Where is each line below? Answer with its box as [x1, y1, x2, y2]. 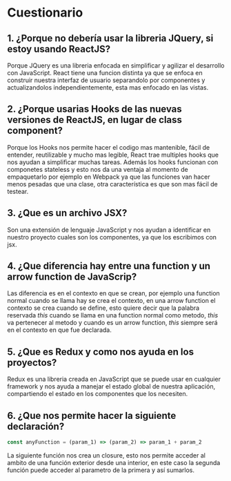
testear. [7, 187, 29, 195]
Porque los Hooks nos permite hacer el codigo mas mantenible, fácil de [7, 143, 210, 151]
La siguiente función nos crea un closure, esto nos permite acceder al [7, 451, 205, 460]
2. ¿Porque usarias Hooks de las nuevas [7, 104, 183, 115]
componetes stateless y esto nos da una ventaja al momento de [7, 165, 188, 173]
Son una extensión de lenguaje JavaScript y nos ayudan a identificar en [7, 226, 211, 234]
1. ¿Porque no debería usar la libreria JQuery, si [7, 32, 214, 44]
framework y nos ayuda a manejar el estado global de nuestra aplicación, [7, 382, 216, 391]
